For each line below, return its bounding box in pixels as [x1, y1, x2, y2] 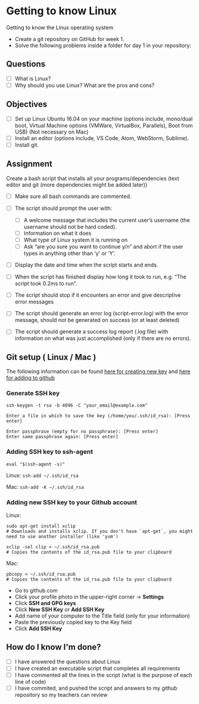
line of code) [14, 678, 46, 686]
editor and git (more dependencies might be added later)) [6, 181, 148, 188]
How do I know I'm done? [6, 642, 101, 652]
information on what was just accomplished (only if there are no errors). [14, 335, 191, 342]
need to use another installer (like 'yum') [6, 534, 119, 540]
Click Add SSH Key [14, 625, 63, 632]
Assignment [6, 159, 52, 169]
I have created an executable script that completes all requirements [14, 665, 181, 672]
